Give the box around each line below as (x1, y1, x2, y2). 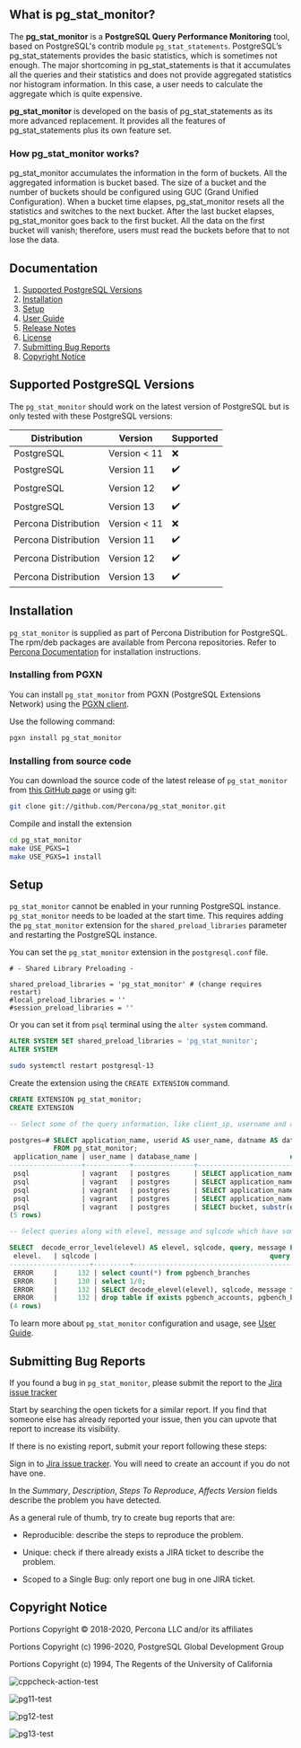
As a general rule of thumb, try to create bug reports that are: (9, 1513, 236, 1523)
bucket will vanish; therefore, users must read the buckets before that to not (9, 225, 290, 236)
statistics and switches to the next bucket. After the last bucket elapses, (9, 206, 275, 216)
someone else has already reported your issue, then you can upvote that (9, 1414, 278, 1425)
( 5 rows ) (9, 1211, 42, 1220)
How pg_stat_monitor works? (9, 147, 140, 160)
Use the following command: (9, 716, 116, 727)
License (21, 331, 52, 342)
